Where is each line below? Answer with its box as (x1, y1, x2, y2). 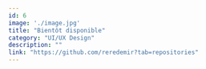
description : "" (8, 41, 63, 49)
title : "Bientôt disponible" (8, 26, 106, 34)
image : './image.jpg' (8, 19, 81, 27)
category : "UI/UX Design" (8, 33, 95, 42)
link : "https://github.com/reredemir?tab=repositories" (8, 48, 199, 56)
